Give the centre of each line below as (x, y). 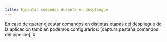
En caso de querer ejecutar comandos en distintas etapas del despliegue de (83, 24)
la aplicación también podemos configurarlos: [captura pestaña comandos (82, 29)
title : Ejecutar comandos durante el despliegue (57, 10)
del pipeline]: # (20, 34)
